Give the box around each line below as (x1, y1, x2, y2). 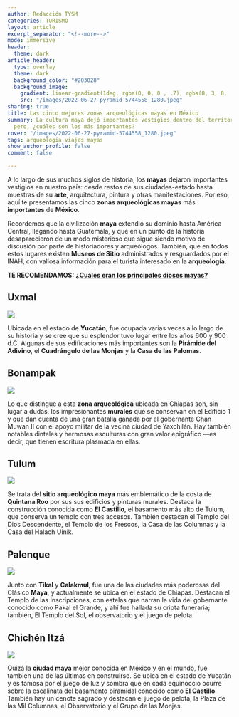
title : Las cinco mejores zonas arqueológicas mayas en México (7, 110, 199, 117)
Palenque (7, 548, 51, 560)
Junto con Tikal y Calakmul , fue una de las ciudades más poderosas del (7, 581, 221, 590)
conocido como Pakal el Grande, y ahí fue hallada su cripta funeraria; (7, 603, 211, 612)
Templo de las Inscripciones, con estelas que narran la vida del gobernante (7, 596, 228, 605)
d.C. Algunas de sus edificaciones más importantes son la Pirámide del (7, 339, 217, 347)
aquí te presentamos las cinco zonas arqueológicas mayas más (7, 198, 196, 206)
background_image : (14, 83, 69, 90)
